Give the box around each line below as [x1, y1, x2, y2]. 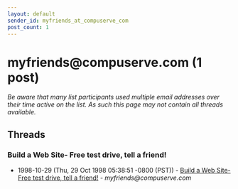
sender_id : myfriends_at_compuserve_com [7, 17, 129, 24]
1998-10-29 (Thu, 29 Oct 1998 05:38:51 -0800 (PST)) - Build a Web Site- [17, 166, 231, 174]
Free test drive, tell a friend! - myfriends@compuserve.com [17, 173, 192, 182]
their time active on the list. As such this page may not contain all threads [7, 100, 224, 109]
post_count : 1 [7, 23, 50, 31]
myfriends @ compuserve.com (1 [7, 54, 202, 70]
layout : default [7, 10, 55, 18]
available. [7, 108, 37, 117]
